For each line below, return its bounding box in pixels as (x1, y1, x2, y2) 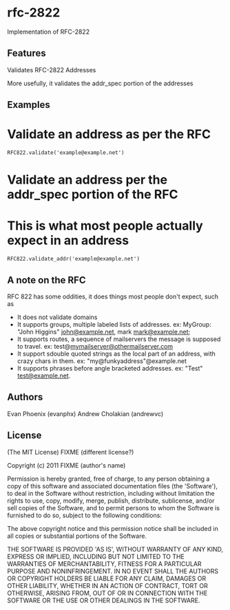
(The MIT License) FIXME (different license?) (7, 448, 134, 456)
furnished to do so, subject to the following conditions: (7, 511, 162, 519)
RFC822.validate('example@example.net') (7, 149, 125, 156)
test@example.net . (17, 371, 71, 380)
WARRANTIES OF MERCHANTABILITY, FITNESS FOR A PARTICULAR (7, 559, 202, 568)
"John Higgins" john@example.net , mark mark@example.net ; (17, 328, 191, 336)
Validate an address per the (7, 172, 167, 188)
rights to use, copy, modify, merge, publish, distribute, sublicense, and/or (7, 497, 215, 505)
